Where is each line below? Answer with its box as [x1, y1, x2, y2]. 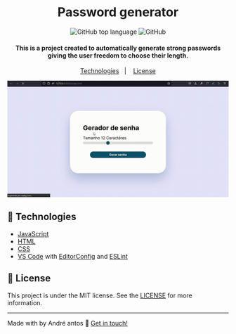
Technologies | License [80, 67, 156, 75]
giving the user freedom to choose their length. [47, 51, 189, 60]
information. [7, 298, 43, 307]
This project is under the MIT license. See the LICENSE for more [7, 291, 193, 300]
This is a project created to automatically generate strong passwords [15, 44, 221, 52]
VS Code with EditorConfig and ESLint [17, 252, 129, 260]
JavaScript [17, 229, 49, 238]
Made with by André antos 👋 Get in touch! [7, 319, 129, 327]
